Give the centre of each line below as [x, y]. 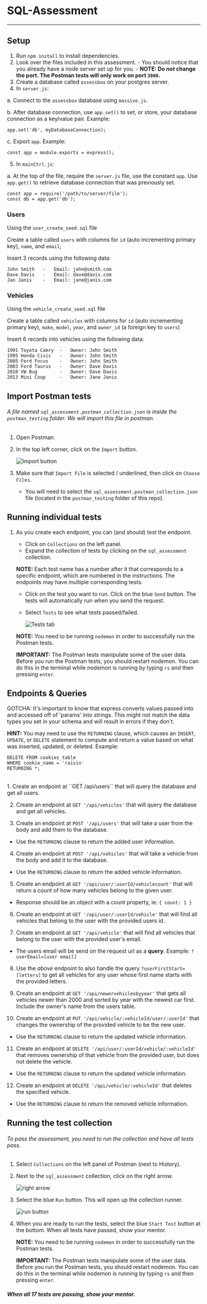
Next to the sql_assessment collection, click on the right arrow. [94, 1176]
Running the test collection [60, 1122]
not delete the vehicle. [44, 1061]
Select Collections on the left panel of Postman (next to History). [98, 1164]
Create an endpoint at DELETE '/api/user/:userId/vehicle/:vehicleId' [106, 1048]
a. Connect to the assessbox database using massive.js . [77, 100]
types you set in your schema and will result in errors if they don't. [91, 721]
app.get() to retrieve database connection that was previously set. [91, 182]
